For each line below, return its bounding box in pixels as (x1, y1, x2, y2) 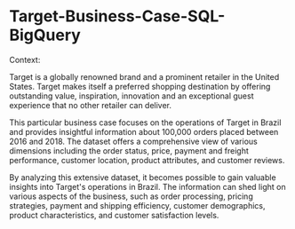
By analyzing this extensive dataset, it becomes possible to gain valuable (9, 171, 277, 183)
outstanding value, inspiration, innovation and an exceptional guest (9, 91, 254, 101)
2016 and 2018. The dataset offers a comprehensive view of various (9, 136, 258, 146)
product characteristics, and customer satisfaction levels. (9, 209, 219, 220)
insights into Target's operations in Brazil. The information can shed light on (9, 181, 286, 192)
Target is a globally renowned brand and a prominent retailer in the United (9, 71, 280, 82)
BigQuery (9, 25, 82, 45)
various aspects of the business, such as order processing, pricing (9, 191, 253, 201)
